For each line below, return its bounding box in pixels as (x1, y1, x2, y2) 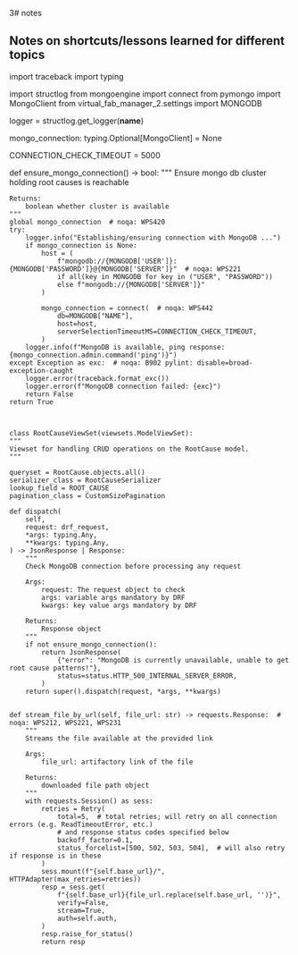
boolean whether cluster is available (25, 201, 170, 211)
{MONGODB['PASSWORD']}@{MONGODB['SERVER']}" (9, 264, 178, 274)
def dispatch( (9, 507, 62, 516)
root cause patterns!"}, (9, 663, 102, 672)
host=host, (56, 319, 98, 328)
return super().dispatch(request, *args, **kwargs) (25, 687, 221, 696)
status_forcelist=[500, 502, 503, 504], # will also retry (56, 843, 286, 852)
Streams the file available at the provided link (25, 733, 214, 743)
